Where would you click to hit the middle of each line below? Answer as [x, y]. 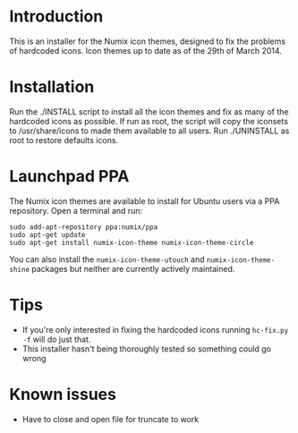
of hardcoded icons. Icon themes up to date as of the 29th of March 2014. [145, 50]
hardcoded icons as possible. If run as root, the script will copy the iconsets [149, 121]
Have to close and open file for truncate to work [111, 419]
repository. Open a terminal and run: [76, 210]
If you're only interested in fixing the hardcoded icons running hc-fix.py [155, 329]
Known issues [63, 394]
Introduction [56, 17]
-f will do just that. [56, 339]
